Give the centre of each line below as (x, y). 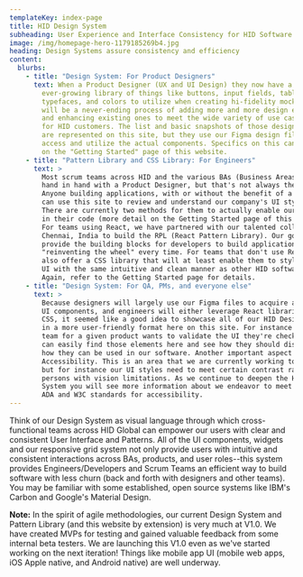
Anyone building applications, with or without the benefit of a (167, 194)
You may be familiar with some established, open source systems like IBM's (150, 487)
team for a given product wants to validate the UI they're (157, 336)
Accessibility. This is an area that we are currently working (163, 362)
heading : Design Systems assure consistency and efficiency (125, 51)
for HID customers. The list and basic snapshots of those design (169, 127)
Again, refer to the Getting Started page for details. (149, 278)
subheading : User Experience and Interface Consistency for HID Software (151, 34)
